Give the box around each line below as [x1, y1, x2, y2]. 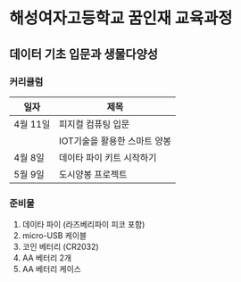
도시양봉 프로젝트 [58, 168, 128, 180]
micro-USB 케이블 [21, 230, 87, 241]
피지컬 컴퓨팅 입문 [58, 118, 130, 130]
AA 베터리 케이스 [21, 264, 82, 275]
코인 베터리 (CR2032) [21, 242, 100, 253]
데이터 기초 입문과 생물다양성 [9, 46, 159, 62]
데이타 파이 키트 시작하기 [58, 151, 157, 163]
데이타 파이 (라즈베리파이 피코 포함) [21, 220, 145, 230]
